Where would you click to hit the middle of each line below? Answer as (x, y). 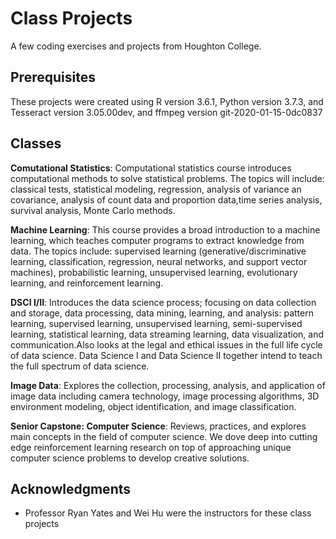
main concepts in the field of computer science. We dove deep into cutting (164, 436)
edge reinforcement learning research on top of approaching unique (151, 447)
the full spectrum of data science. (80, 366)
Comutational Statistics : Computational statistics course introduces (151, 168)
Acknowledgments (71, 488)
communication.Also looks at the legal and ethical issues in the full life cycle (166, 344)
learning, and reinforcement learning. (87, 283)
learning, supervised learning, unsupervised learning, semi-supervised (156, 323)
